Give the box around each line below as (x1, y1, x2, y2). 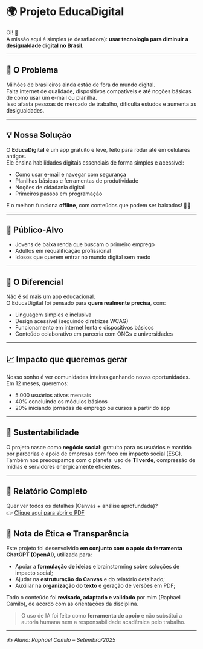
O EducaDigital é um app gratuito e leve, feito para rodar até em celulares (6, 146, 190, 153)
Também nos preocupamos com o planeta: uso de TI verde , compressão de (6, 456, 196, 463)
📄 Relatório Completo (6, 486, 88, 497)
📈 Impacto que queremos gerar (6, 354, 128, 365)
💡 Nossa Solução (6, 130, 72, 140)
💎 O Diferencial (6, 276, 63, 287)
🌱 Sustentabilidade (6, 428, 79, 438)
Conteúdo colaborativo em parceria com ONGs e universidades (14, 330, 173, 338)
